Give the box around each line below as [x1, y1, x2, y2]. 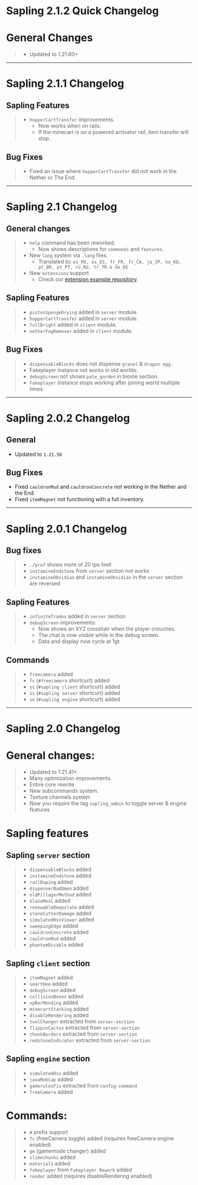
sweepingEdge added [29, 922, 78, 929]
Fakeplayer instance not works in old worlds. [29, 366, 138, 373]
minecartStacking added [29, 1005, 89, 1012]
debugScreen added [29, 986, 76, 993]
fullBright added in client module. [29, 321, 117, 328]
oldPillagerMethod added [29, 891, 91, 898]
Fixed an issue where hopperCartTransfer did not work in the [29, 167, 177, 175]
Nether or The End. [29, 174, 76, 181]
